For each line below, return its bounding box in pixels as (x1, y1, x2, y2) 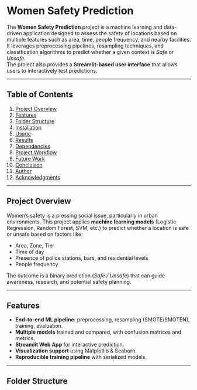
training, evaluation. (15, 323, 63, 330)
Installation (15, 124, 42, 131)
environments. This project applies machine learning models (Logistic (6, 218, 177, 225)
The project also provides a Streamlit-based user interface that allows (6, 60, 178, 68)
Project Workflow (15, 148, 57, 156)
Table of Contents (6, 90, 74, 100)
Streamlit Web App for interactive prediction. (15, 341, 125, 348)
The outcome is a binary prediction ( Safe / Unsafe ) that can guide (6, 272, 165, 279)
